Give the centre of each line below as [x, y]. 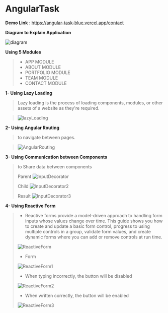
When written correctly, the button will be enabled [77, 295]
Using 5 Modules [23, 52]
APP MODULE [39, 61]
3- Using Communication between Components [56, 157]
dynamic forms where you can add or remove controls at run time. [94, 237]
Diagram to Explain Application [38, 32]
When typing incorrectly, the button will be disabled [78, 276]
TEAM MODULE [41, 78]
